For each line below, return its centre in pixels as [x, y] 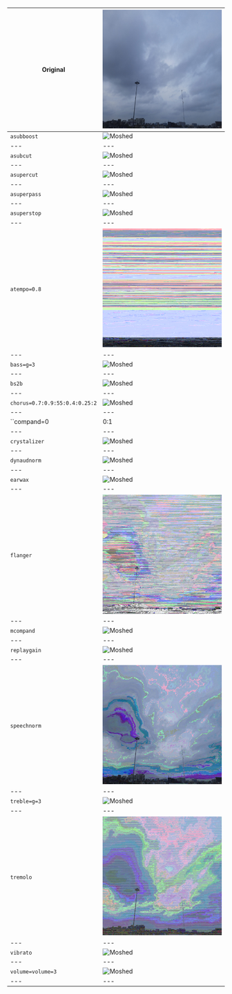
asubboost [24, 137]
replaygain [26, 650]
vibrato [21, 953]
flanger [21, 556]
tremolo [21, 877]
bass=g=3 [23, 364]
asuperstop [26, 214]
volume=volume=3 [33, 972]
